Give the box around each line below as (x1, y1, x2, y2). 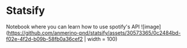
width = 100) (87, 35, 118, 42)
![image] (140, 23, 161, 30)
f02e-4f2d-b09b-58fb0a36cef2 (6, 35, 83, 42)
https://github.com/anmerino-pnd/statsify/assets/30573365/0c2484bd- (8, 29, 181, 36)
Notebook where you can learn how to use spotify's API (6, 23, 140, 30)
